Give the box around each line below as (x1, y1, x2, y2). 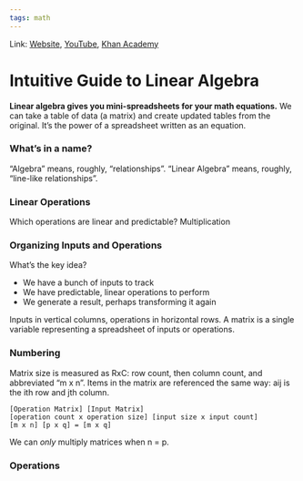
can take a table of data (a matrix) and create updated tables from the (9, 110, 271, 121)
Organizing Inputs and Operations (9, 239, 162, 251)
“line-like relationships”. (9, 172, 98, 183)
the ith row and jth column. (9, 386, 110, 397)
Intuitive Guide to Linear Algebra (9, 70, 259, 91)
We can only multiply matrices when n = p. (9, 436, 170, 447)
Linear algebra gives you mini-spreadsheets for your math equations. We (9, 100, 292, 111)
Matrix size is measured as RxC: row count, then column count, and (9, 367, 263, 378)
